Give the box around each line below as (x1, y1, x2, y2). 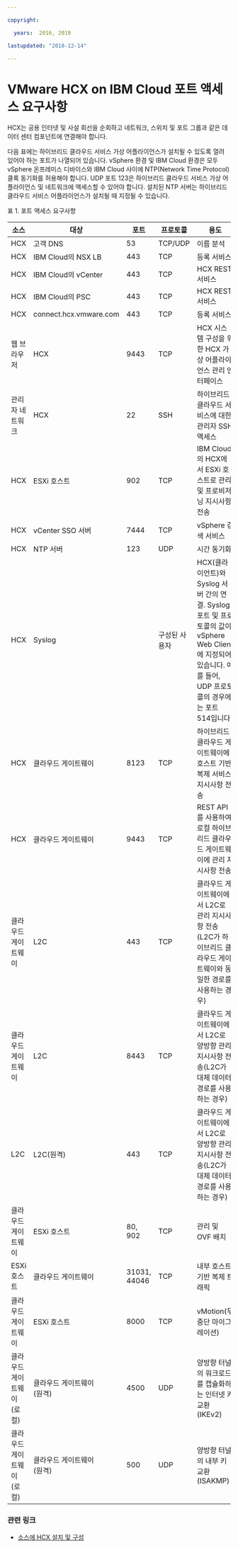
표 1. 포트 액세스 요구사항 (7, 207, 76, 215)
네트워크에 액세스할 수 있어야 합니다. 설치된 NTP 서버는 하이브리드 (45, 183, 228, 191)
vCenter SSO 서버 (33, 525, 92, 535)
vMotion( (197, 1307, 227, 1316)
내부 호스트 (197, 1261, 232, 1271)
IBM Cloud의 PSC (33, 292, 91, 302)
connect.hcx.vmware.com (33, 309, 120, 319)
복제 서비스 (197, 769, 232, 779)
